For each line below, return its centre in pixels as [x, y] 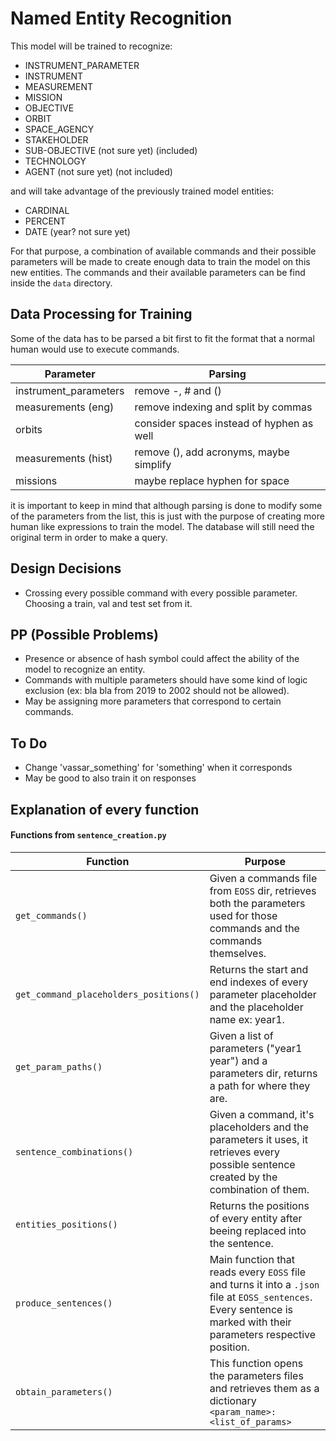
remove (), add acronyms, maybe [212, 452]
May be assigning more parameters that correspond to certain [153, 701]
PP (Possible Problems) [84, 634]
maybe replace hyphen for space [212, 480]
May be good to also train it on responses [110, 778]
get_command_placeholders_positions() [107, 994]
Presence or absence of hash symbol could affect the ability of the [162, 659]
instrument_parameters [70, 390]
